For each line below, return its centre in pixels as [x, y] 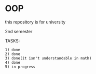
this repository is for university [35, 22]
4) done [13, 62]
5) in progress [20, 67]
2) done [13, 54]
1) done [13, 50]
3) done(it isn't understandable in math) [48, 58]
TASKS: [13, 41]
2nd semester [19, 31]
